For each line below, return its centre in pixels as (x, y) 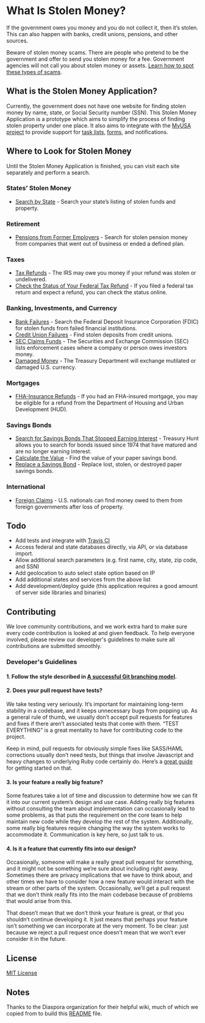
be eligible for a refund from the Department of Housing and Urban (99, 403)
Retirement (23, 224)
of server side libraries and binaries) (61, 593)
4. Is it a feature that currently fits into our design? (71, 849)
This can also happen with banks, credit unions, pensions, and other (92, 34)
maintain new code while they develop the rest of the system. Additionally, (100, 822)
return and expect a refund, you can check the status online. (91, 292)
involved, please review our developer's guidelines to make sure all (91, 639)
